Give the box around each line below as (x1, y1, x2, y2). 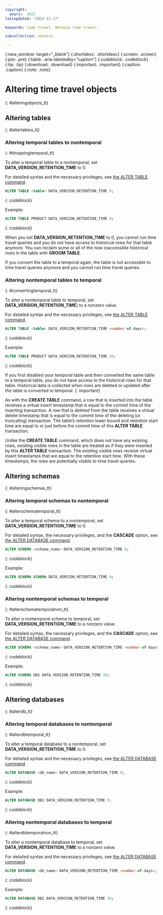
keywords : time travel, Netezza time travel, (5, 25, 98, 30)
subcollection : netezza (5, 34, 53, 39)
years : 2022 (9, 12, 36, 17)
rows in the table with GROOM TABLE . (5, 250, 81, 256)
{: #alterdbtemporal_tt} (5, 731, 50, 737)
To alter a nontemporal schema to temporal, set (5, 616, 100, 622)
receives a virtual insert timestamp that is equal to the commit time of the (5, 402, 151, 408)
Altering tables (5, 114, 51, 122)
